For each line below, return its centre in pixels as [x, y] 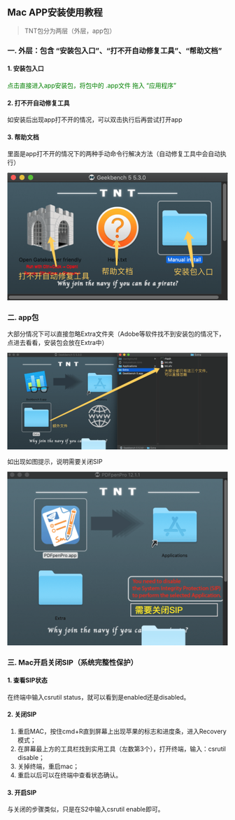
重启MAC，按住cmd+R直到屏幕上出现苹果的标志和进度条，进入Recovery [122, 731]
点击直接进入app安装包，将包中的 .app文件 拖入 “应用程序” [92, 85]
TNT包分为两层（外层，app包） [70, 31]
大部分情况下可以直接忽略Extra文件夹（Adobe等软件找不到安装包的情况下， [116, 334]
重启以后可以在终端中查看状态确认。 [70, 775]
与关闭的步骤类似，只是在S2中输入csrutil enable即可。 [86, 810]
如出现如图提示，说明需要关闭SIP [55, 461]
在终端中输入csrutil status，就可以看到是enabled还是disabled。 [99, 697]
